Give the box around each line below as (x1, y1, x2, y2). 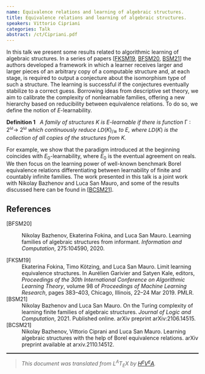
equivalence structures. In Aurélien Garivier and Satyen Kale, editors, (21, 270, 195, 277)
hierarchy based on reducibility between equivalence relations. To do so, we (6, 100, 198, 107)
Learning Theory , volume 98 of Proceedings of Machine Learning (21, 282, 187, 290)
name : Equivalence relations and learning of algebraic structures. (6, 9, 184, 15)
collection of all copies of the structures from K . (6, 134, 127, 141)
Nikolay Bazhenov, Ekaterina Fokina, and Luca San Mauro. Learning (21, 232, 192, 239)
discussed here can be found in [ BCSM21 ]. (6, 186, 114, 193)
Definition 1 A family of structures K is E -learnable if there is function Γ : (6, 118, 191, 126)
